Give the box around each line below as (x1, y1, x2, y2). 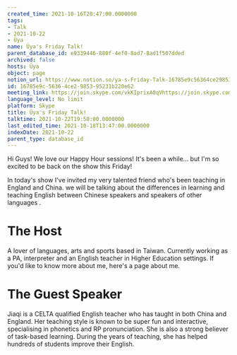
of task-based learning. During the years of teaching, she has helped (7, 332, 208, 341)
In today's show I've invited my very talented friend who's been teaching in (7, 176, 226, 185)
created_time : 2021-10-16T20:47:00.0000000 (7, 10, 138, 18)
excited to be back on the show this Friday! (7, 162, 133, 170)
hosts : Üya (7, 63, 39, 70)
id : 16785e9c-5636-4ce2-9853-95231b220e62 (7, 83, 134, 90)
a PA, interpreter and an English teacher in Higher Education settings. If (7, 254, 214, 262)
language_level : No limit (7, 96, 83, 103)
